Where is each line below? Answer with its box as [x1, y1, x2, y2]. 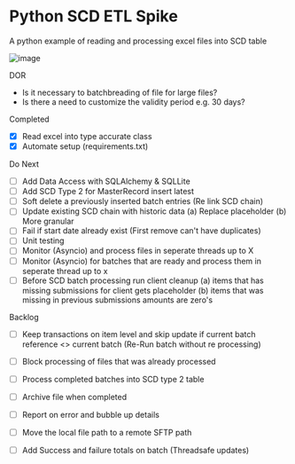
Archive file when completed [21, 391, 127, 402]
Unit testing [21, 235, 65, 246]
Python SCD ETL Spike [9, 6, 179, 27]
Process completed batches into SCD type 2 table [21, 374, 205, 384]
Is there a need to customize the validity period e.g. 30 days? [21, 96, 245, 107]
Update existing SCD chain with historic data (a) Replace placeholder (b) [21, 206, 287, 216]
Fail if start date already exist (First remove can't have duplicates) [21, 225, 261, 236]
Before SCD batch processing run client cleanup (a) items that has [21, 275, 264, 286]
